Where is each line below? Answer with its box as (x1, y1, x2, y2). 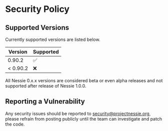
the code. (5, 121, 25, 127)
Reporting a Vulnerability (5, 97, 85, 106)
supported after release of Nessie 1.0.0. (5, 83, 86, 89)
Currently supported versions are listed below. (5, 36, 100, 42)
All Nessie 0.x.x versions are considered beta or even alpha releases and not (5, 78, 163, 83)
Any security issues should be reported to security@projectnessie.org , (5, 111, 151, 117)
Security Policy (5, 3, 70, 15)
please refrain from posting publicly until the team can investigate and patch (5, 116, 162, 122)
